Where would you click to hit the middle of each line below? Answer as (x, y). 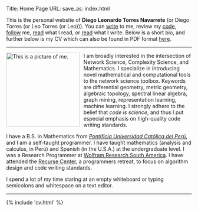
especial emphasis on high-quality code (132, 119)
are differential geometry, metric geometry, (136, 87)
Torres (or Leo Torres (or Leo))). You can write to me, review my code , (91, 26)
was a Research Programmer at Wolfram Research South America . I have (95, 155)
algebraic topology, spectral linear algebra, (135, 93)
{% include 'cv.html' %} (35, 202)
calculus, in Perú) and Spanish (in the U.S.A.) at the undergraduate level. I (95, 149)
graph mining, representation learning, (130, 100)
